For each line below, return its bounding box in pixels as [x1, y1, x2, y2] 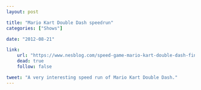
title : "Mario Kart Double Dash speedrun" [6, 19, 114, 26]
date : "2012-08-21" [6, 36, 55, 42]
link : [6, 47, 20, 53]
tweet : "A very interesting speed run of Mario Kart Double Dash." [6, 74, 178, 80]
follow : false [17, 64, 52, 70]
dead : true [17, 58, 44, 64]
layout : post [6, 8, 39, 15]
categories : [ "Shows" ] [6, 25, 63, 31]
